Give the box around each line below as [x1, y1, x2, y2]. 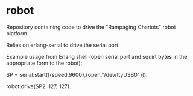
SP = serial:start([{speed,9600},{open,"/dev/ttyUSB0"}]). [6, 71, 148, 78]
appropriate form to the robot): [6, 59, 83, 67]
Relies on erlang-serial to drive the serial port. [6, 41, 120, 49]
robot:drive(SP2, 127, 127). [6, 82, 71, 90]
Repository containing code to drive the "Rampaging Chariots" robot [6, 23, 176, 31]
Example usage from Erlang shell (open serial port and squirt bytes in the [6, 53, 188, 60]
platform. [6, 29, 29, 37]
